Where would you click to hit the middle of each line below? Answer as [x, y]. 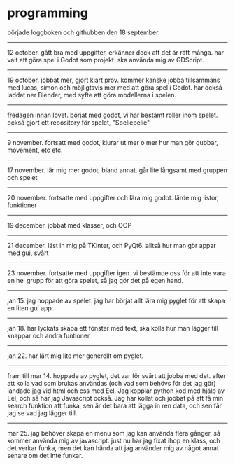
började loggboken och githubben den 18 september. [84, 32]
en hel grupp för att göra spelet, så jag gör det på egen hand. [95, 280]
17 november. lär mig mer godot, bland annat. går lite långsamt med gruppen [117, 170]
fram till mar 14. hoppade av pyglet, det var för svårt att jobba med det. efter [116, 375]
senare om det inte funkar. [45, 455]
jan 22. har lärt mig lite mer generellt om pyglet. [76, 356]
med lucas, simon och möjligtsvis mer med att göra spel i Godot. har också [115, 87]
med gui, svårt [28, 253]
